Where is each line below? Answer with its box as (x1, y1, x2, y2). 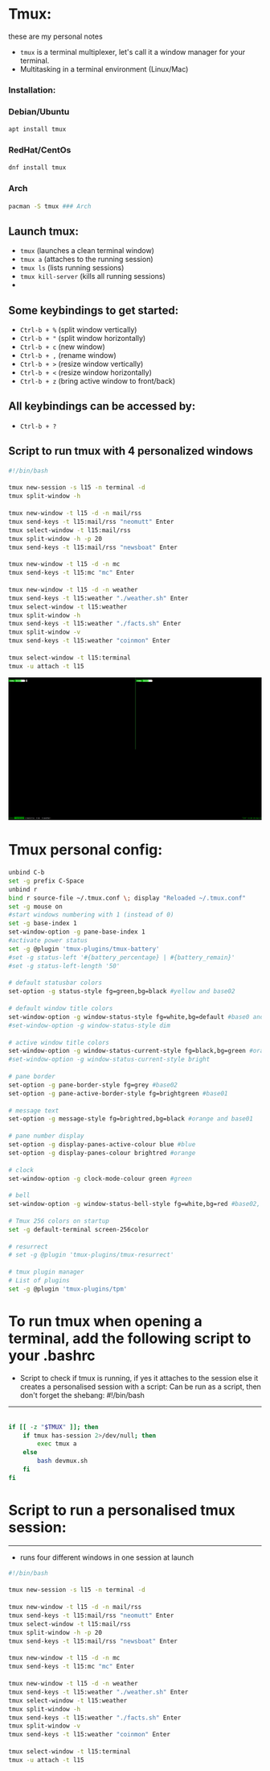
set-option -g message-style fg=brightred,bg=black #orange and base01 (8, 1115, 253, 1123)
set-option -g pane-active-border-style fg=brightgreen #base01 (8, 1089, 228, 1097)
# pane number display (8, 1132, 84, 1141)
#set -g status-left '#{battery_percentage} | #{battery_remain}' (8, 953, 235, 962)
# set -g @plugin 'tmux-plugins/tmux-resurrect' (8, 1251, 174, 1259)
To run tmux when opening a (8, 1312, 202, 1330)
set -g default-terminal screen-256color (8, 1225, 149, 1233)
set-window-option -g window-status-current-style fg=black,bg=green (8, 1047, 247, 1055)
